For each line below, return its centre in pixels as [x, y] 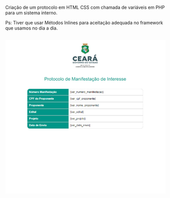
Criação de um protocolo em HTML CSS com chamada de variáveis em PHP [85, 7]
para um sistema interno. [31, 13]
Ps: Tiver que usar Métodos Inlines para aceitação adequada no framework [84, 23]
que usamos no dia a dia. [32, 28]
